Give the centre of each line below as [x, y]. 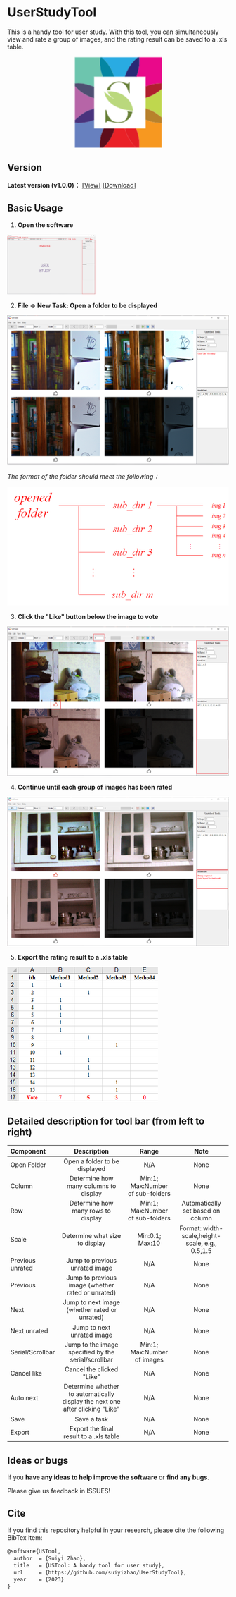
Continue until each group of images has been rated [95, 787]
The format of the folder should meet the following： [84, 477]
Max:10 [149, 1243]
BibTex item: [25, 1537]
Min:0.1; [149, 1235]
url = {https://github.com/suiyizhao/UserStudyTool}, [100, 1572]
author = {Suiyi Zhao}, [50, 1558]
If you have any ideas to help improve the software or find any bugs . [108, 1477]
